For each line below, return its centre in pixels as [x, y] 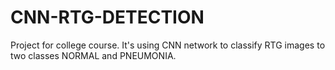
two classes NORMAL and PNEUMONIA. [93, 55]
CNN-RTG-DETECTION [107, 17]
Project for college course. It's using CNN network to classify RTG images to [168, 45]
